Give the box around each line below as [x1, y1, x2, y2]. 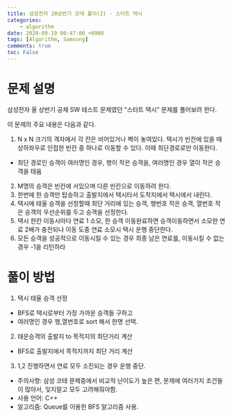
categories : [7, 17, 42, 24]
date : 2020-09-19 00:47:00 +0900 [7, 29, 104, 37]
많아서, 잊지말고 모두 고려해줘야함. [24, 385, 118, 393]
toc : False [7, 49, 39, 56]
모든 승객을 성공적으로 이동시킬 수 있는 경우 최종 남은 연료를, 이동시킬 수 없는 [17, 234, 225, 242]
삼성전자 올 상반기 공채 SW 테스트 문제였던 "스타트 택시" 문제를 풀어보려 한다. [7, 105, 217, 113]
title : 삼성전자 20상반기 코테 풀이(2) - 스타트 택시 [7, 10, 143, 17]
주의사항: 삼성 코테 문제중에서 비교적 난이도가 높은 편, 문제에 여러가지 [17, 376, 205, 384]
